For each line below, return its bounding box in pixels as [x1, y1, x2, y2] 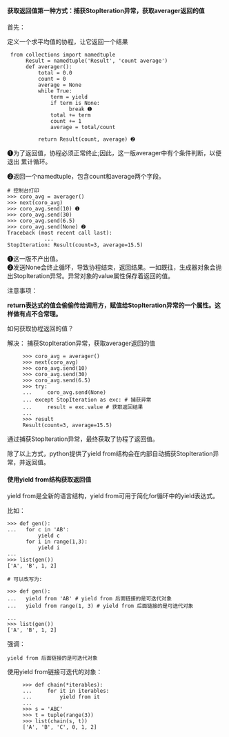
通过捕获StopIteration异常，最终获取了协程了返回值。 [7, 435, 159, 443]
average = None [37, 81, 81, 89]
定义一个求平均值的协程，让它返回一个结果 [7, 38, 128, 46]
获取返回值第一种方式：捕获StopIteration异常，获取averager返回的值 [7, 6, 205, 14]
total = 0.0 [37, 70, 72, 77]
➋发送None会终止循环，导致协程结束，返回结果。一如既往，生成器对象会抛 [7, 263, 222, 272]
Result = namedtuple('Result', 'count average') [25, 57, 168, 65]
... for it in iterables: [22, 687, 110, 695]
